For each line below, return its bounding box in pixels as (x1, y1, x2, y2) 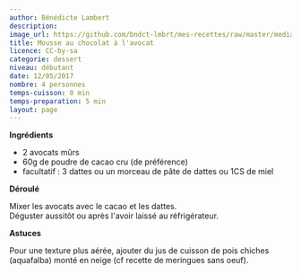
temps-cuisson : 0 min (9, 88, 90, 97)
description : (9, 22, 58, 31)
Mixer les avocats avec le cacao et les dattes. (9, 201, 177, 212)
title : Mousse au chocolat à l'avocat (9, 38, 154, 48)
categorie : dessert (9, 55, 82, 64)
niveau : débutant (9, 64, 74, 73)
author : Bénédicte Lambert (9, 13, 110, 22)
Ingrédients (9, 129, 54, 140)
